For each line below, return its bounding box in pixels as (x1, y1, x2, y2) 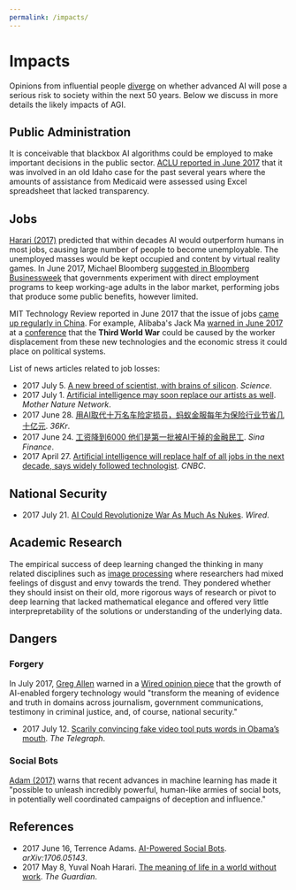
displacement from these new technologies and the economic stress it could (9, 337, 288, 348)
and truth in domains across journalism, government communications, (9, 696, 263, 708)
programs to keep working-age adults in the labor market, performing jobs (9, 282, 280, 293)
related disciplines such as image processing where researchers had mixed (9, 568, 285, 579)
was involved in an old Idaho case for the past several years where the (9, 167, 266, 178)
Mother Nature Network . (21, 399, 112, 410)
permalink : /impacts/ (9, 12, 89, 22)
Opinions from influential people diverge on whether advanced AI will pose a (9, 81, 287, 91)
